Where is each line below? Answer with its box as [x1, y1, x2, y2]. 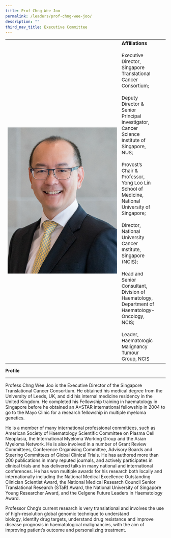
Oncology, [121, 313, 145, 319]
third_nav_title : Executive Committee [5, 25, 88, 30]
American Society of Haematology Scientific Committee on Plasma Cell [5, 430, 155, 436]
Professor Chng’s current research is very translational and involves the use [5, 505, 164, 511]
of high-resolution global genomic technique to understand [5, 510, 129, 517]
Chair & [121, 168, 138, 174]
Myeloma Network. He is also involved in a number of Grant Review [5, 441, 147, 447]
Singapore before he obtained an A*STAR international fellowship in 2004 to [5, 404, 165, 410]
